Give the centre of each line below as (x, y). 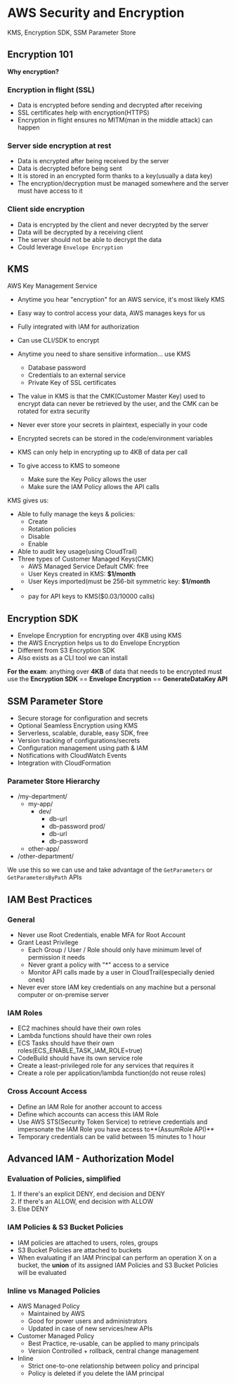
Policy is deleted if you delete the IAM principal (96, 1373)
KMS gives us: (28, 500)
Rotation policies (52, 529)
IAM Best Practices (50, 900)
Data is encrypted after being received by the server (93, 161)
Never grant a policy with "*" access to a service (98, 965)
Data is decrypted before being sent (70, 169)
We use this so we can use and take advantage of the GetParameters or (110, 870)
